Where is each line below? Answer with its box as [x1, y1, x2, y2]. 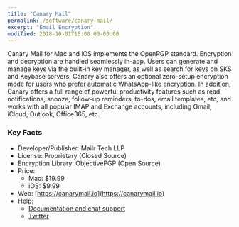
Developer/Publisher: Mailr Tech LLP [17, 143, 125, 153]
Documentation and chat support [28, 204, 126, 213]
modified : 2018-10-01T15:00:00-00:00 [7, 30, 119, 38]
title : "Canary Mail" [7, 10, 72, 18]
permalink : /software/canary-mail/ [7, 17, 113, 24]
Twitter [28, 211, 50, 220]
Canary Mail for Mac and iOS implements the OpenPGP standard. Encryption [7, 50, 232, 58]
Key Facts [7, 128, 43, 138]
